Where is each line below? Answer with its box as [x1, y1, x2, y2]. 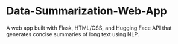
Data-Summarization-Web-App [6, 4, 167, 18]
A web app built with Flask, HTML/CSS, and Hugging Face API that [6, 24, 172, 31]
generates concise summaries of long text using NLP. [6, 30, 139, 37]
